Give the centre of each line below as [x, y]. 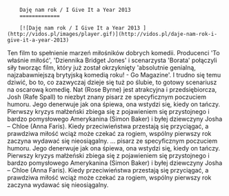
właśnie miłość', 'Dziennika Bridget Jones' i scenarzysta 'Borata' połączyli [112, 60]
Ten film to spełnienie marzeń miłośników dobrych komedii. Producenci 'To [113, 53]
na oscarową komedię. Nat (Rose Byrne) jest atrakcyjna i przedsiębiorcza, [112, 89]
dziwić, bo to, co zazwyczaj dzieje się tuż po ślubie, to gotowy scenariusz [112, 82]
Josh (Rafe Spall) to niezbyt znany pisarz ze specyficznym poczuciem [107, 97]
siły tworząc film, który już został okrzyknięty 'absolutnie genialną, [102, 68]
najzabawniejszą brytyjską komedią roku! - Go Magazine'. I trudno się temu [114, 75]
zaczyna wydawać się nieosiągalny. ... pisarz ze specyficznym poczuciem [112, 141]
